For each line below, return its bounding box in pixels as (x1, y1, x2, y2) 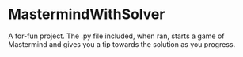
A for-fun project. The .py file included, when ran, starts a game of (8, 31, 225, 41)
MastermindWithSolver (8, 5, 165, 23)
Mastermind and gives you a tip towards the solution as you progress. (8, 39, 236, 48)
